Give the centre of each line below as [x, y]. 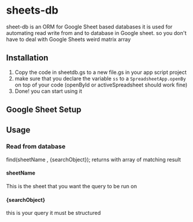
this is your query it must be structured [54, 213]
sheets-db [32, 10]
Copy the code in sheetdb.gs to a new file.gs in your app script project [101, 72]
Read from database [36, 147]
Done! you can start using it [48, 91]
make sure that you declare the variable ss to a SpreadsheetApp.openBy [100, 78]
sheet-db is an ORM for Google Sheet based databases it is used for [89, 27]
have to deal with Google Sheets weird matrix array [69, 39]
